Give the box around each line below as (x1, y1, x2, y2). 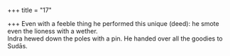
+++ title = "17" (7, 6, 52, 14)
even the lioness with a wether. (7, 27, 98, 35)
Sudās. (7, 42, 28, 50)
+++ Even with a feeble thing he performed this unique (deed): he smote (7, 20, 219, 27)
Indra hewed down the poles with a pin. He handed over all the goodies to (7, 34, 224, 43)
